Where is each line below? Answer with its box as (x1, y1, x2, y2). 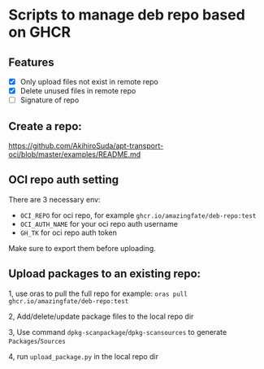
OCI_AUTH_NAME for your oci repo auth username (19, 219, 179, 228)
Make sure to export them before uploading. (8, 243, 156, 253)
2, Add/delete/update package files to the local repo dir (8, 311, 194, 321)
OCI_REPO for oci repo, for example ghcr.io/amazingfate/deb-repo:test (19, 210, 257, 220)
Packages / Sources (8, 336, 67, 345)
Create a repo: (8, 119, 83, 133)
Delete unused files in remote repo (19, 86, 136, 96)
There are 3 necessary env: (8, 194, 101, 204)
